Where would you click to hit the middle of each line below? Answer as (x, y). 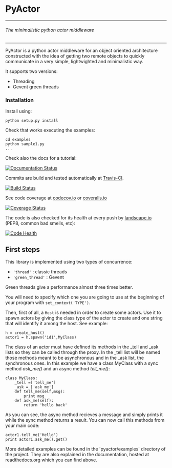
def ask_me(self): (34, 401)
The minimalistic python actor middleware (50, 30)
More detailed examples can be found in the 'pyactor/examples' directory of (85, 449)
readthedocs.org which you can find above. (51, 460)
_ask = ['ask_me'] (34, 387)
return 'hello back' (46, 405)
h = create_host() (25, 333)
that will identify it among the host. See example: (57, 324)
